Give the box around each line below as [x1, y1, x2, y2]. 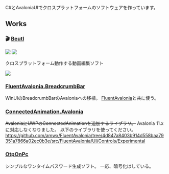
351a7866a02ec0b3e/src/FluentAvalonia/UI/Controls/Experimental [5, 138, 146, 144]
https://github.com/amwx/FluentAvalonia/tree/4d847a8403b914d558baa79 [5, 133, 164, 139]
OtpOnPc [5, 150, 29, 158]
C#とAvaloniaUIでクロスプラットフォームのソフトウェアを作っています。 [5, 5, 158, 10]
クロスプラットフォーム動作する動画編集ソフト [5, 60, 104, 66]
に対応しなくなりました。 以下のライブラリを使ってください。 [5, 127, 136, 133]
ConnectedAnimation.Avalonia [5, 108, 83, 115]
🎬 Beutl [5, 35, 25, 42]
